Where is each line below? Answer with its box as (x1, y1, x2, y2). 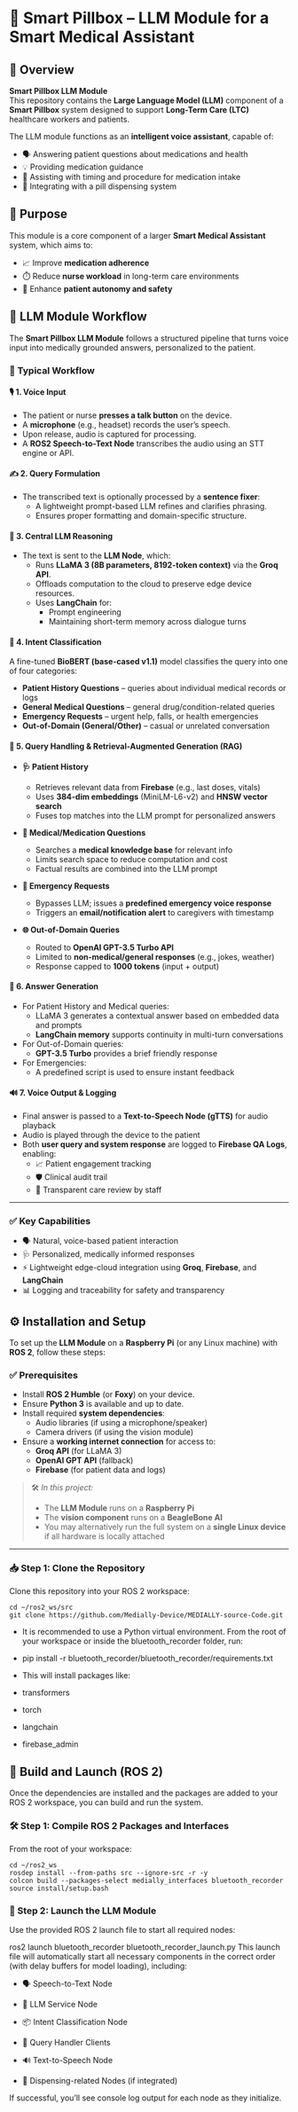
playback (21, 1119, 56, 1130)
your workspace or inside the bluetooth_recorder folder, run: (21, 1636, 244, 1646)
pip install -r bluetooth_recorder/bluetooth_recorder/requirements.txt (21, 1653, 273, 1663)
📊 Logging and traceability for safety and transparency (21, 1285, 225, 1296)
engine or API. (21, 447, 74, 458)
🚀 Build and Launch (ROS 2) (9, 1764, 164, 1779)
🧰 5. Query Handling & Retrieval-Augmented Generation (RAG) (9, 741, 243, 751)
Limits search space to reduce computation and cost (35, 853, 228, 864)
